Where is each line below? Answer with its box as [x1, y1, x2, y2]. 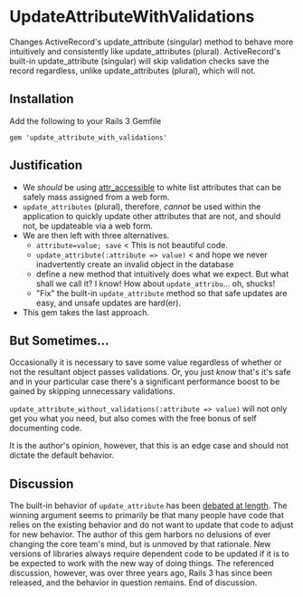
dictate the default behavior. [9, 450, 115, 461]
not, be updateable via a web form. [22, 220, 154, 231]
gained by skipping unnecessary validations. [9, 386, 175, 397]
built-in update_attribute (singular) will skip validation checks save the [9, 55, 270, 66]
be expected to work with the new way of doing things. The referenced [9, 558, 274, 569]
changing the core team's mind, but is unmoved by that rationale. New [9, 539, 271, 550]
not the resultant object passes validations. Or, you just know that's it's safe [9, 367, 291, 378]
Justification [9, 158, 83, 173]
